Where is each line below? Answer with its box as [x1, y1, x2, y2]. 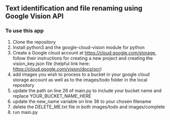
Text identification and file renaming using [5, 4, 143, 13]
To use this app [5, 27, 44, 35]
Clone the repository [12, 39, 56, 45]
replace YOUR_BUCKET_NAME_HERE [12, 93, 92, 99]
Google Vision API [5, 12, 64, 21]
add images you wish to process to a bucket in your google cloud [12, 71, 150, 77]
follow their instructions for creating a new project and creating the [12, 55, 153, 61]
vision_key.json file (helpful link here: [12, 61, 90, 67]
